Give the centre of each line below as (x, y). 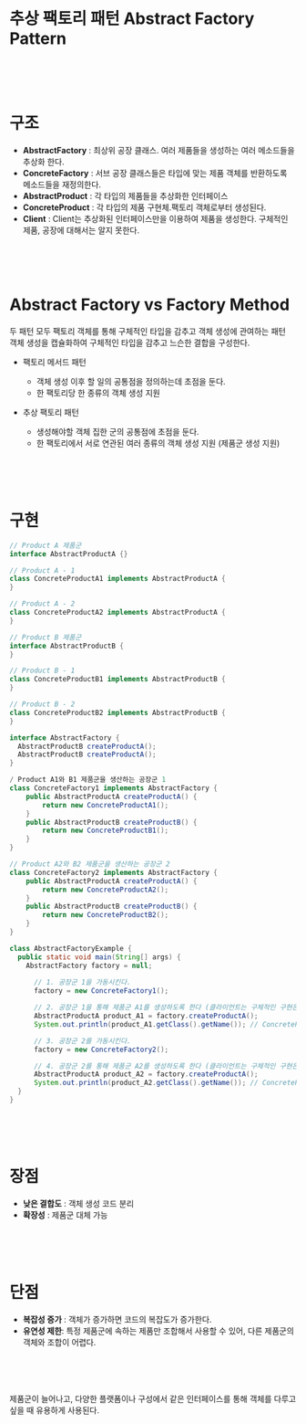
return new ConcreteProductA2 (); (106, 890)
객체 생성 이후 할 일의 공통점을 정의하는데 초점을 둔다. (131, 381)
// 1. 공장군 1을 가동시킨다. (82, 983)
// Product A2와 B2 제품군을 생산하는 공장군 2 (90, 864)
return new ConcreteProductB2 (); (106, 915)
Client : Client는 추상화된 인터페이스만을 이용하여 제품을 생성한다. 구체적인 (155, 218)
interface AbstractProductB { (67, 646)
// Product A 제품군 (46, 545)
